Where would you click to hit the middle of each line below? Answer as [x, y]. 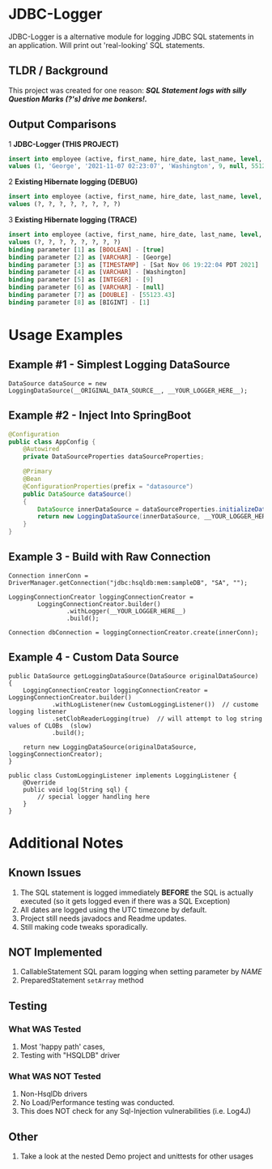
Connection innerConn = [49, 576]
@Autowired [41, 449]
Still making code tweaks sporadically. [84, 926]
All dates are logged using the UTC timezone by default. [113, 909]
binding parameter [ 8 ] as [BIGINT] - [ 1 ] [79, 302]
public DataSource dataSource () [77, 494]
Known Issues [45, 873]
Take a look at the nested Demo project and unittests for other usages [136, 1156]
